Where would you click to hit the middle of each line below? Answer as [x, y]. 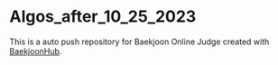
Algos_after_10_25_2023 [103, 17]
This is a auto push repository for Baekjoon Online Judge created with [139, 42]
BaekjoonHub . [36, 51]
